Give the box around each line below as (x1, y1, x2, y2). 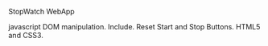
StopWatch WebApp (8, 7, 75, 16)
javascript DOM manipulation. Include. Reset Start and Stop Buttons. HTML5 (8, 22, 261, 31)
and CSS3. (8, 31, 44, 40)
